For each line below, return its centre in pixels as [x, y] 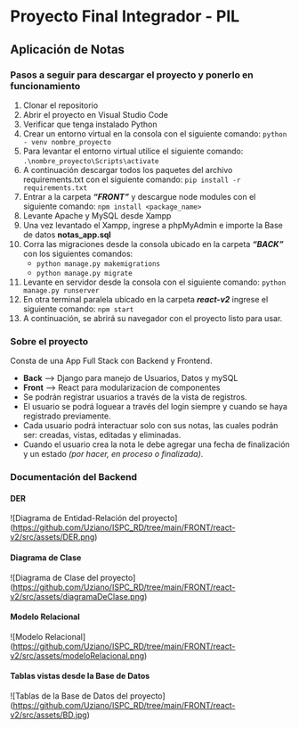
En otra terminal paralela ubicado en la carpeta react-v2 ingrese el [145, 299]
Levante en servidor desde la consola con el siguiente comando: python [154, 282]
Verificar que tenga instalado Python [90, 124]
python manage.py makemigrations [98, 264]
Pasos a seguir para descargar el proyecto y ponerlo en [132, 75]
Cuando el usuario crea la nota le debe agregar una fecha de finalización [156, 444]
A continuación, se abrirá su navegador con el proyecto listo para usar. [153, 318]
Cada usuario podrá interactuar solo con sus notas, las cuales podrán [150, 426]
